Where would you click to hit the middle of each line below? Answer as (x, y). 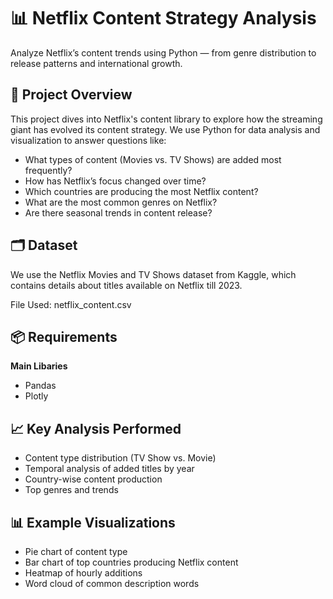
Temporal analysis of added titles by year (109, 469)
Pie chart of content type (76, 551)
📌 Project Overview (71, 95)
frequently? (48, 170)
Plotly (36, 396)
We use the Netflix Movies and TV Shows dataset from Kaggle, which (153, 274)
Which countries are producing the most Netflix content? (141, 191)
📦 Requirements (64, 336)
